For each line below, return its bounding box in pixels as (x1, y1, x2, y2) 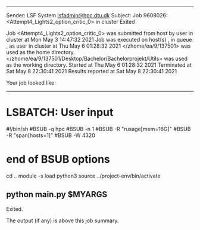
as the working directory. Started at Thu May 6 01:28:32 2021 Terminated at (6, 61, 192, 69)
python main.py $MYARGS (6, 189, 108, 200)
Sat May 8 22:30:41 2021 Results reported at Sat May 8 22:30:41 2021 (6, 68, 177, 74)
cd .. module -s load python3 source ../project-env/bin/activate (6, 172, 161, 179)
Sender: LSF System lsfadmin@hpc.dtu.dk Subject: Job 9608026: (6, 12, 168, 18)
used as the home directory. (6, 49, 76, 55)
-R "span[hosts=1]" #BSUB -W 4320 (6, 132, 95, 139)
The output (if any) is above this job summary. (6, 217, 119, 224)
